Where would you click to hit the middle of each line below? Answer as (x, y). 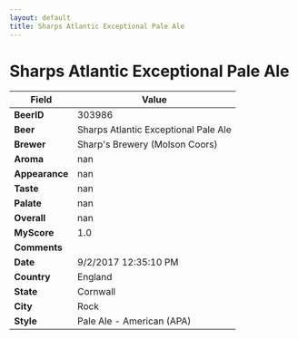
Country (32, 277)
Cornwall (96, 292)
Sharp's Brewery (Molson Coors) (147, 144)
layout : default (40, 18)
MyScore (34, 233)
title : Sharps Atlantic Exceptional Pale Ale (97, 26)
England (94, 277)
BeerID (29, 115)
